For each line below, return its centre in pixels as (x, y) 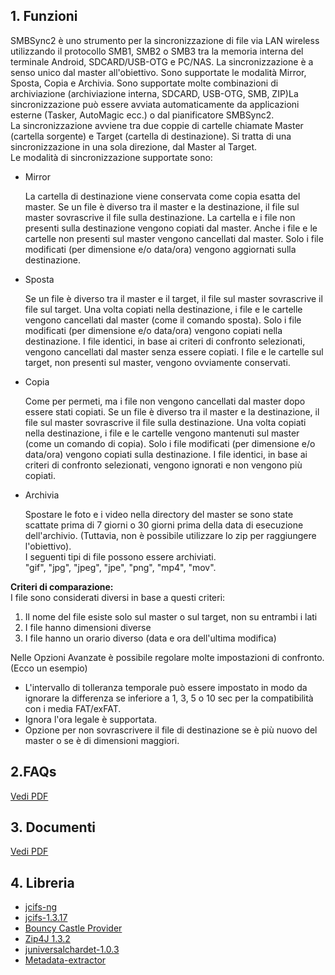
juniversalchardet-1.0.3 (72, 950)
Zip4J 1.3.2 (47, 939)
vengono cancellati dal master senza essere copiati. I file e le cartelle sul (174, 351)
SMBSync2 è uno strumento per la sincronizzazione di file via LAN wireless (165, 40)
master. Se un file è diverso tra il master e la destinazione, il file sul (162, 206)
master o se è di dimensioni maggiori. (102, 740)
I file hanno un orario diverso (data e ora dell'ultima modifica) (150, 638)
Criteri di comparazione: (62, 586)
